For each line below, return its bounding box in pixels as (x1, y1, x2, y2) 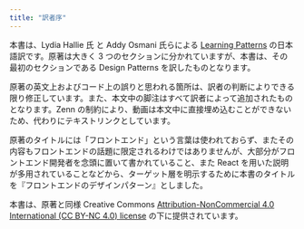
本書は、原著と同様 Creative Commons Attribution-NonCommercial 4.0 (9, 198, 275, 209)
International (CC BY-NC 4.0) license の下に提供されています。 (9, 210, 243, 221)
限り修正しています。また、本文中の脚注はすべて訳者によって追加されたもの (9, 92, 293, 103)
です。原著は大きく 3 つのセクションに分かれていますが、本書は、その (25, 51, 289, 62)
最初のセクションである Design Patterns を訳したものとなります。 (9, 62, 256, 72)
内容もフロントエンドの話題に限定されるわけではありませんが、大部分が (9, 146, 279, 157)
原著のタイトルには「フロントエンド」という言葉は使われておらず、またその (9, 134, 295, 145)
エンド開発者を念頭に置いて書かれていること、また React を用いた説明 (25, 157, 289, 167)
